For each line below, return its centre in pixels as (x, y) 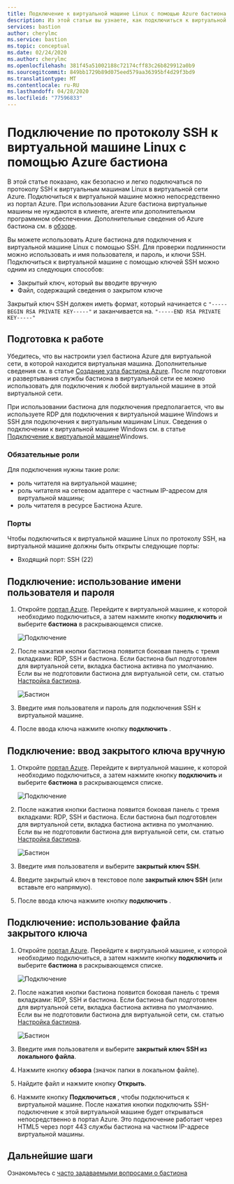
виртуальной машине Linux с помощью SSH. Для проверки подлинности (116, 247)
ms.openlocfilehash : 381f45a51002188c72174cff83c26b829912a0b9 (101, 66)
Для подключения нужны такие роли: (64, 470)
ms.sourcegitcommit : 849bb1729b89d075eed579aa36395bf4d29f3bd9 (101, 72)
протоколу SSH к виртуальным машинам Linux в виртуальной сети (108, 188)
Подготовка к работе (56, 339)
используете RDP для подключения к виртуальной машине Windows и (113, 414)
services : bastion (34, 27)
